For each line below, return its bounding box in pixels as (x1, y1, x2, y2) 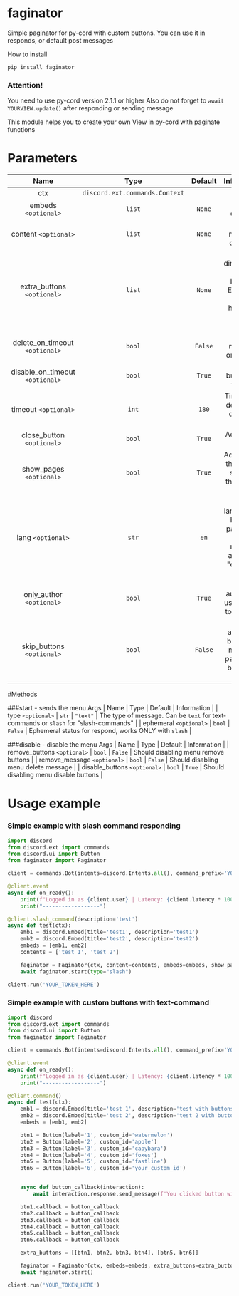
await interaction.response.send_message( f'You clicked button (33, 1191, 224, 1198)
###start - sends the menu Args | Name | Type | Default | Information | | (7, 704, 218, 712)
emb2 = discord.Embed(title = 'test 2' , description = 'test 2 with (20, 1112, 215, 1119)
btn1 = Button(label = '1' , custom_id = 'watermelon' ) (20, 1131, 174, 1139)
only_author (23, 590, 63, 600)
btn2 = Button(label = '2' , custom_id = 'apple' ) (20, 1138, 158, 1145)
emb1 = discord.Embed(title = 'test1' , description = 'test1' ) (20, 928, 199, 936)
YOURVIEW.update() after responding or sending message (7, 104, 174, 113)
